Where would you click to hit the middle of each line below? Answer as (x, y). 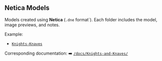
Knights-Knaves (27, 44)
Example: (14, 34)
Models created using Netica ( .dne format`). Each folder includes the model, (81, 19)
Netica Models (27, 8)
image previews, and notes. (32, 25)
